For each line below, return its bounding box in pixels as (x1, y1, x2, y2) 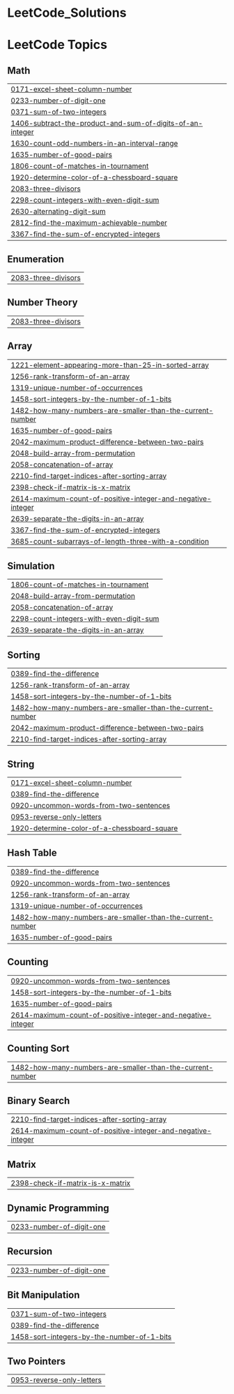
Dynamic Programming (7, 1202, 109, 1214)
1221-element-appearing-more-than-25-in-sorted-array (10, 360, 209, 369)
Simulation (7, 560, 55, 572)
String (7, 758, 35, 770)
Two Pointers (7, 1355, 66, 1367)
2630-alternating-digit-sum (10, 207, 106, 217)
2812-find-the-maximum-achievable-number (10, 218, 167, 228)
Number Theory (7, 297, 78, 309)
